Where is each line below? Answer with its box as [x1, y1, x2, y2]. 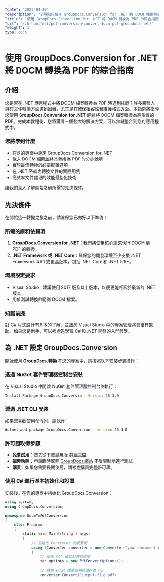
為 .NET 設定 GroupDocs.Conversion [5, 344, 117, 352]
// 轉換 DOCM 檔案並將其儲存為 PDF [40, 568, 105, 573]
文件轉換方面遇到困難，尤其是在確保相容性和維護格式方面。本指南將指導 [13, 106, 159, 112]
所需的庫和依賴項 [5, 228, 45, 235]
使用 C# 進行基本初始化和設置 [5, 478, 75, 485]
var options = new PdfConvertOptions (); [40, 559, 123, 564]
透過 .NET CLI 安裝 [5, 405, 49, 412]
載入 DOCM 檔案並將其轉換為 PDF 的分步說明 [12, 156, 103, 162]
